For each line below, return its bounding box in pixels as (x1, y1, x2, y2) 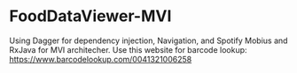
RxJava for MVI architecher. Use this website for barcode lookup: (9, 44, 247, 55)
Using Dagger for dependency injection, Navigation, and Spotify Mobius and (9, 35, 288, 46)
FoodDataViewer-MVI (9, 6, 172, 26)
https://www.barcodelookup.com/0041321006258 (9, 54, 192, 64)
